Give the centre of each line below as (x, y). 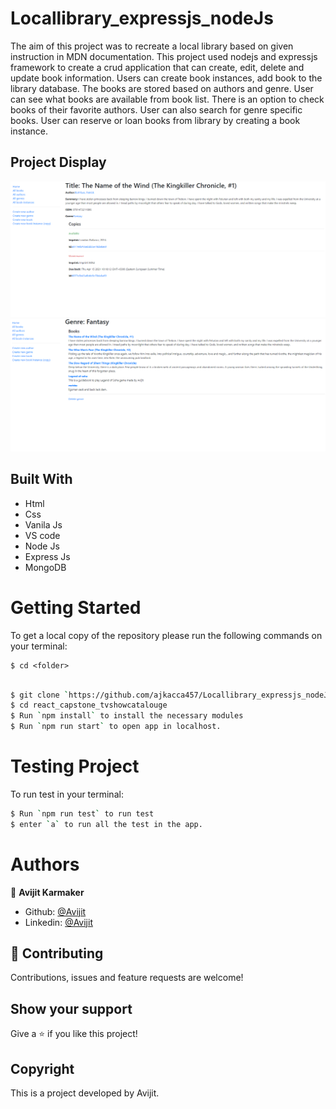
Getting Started (76, 607)
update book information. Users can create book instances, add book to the (166, 78)
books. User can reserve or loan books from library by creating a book (155, 120)
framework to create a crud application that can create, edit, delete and (157, 67)
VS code (42, 535)
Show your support (71, 1008)
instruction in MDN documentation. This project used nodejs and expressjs (164, 56)
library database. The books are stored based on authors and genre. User (162, 88)
